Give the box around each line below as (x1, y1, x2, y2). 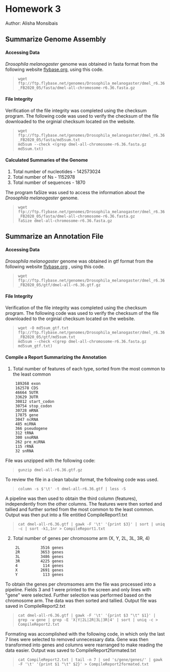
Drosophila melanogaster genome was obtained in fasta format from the (5, 61, 158, 67)
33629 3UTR (15, 394, 38, 400)
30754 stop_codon (15, 403, 52, 408)
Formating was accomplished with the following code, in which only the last (5, 630, 165, 637)
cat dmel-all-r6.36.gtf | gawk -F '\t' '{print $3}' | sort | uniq (17, 521, 165, 527)
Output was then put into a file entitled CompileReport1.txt (5, 512, 128, 518)
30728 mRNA (15, 408, 38, 413)
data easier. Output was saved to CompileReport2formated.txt (5, 647, 137, 653)
